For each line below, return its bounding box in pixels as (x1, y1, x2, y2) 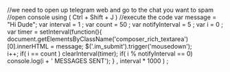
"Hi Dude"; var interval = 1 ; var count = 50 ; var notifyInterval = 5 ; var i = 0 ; (7, 21, 223, 28)
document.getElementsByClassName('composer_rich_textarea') (7, 35, 189, 43)
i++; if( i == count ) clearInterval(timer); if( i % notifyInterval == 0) (7, 49, 194, 58)
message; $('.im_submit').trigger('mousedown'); (56, 43, 192, 50)
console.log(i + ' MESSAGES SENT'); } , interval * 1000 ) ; (7, 57, 169, 64)
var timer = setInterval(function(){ (7, 27, 102, 36)
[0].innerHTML (7, 43, 49, 50)
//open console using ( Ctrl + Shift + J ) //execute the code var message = (7, 13, 217, 21)
